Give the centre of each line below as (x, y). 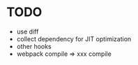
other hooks (34, 46)
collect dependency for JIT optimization (74, 38)
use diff (28, 31)
